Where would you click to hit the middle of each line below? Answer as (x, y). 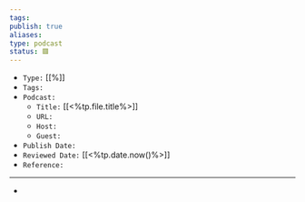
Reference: (43, 166)
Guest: (49, 136)
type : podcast (36, 43)
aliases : (26, 35)
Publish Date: (49, 146)
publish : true (36, 26)
